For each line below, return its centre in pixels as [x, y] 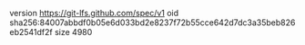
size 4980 [73, 32]
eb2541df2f [31, 32]
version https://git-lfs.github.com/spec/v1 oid [94, 13]
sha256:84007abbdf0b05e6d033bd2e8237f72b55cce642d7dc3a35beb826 [152, 22]
